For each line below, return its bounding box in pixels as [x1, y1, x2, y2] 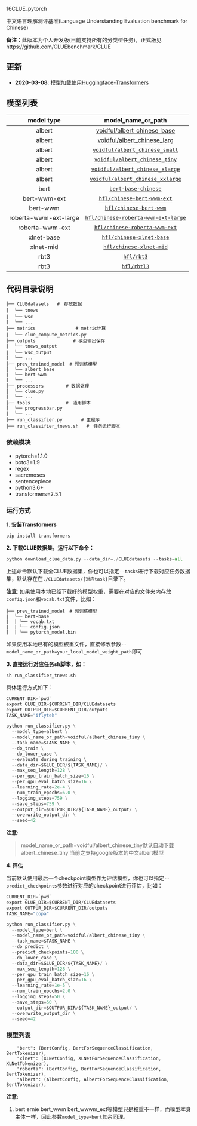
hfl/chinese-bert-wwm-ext [98, 195, 173, 202]
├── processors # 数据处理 [6, 383, 90, 389]
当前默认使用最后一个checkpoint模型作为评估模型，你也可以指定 [6, 875, 165, 882]
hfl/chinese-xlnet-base [101, 234, 170, 241]
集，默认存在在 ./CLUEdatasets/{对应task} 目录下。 [6, 575, 130, 582]
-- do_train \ [11, 745, 44, 751]
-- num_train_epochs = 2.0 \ [11, 988, 76, 994]
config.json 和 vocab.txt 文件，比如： [6, 595, 97, 602]
